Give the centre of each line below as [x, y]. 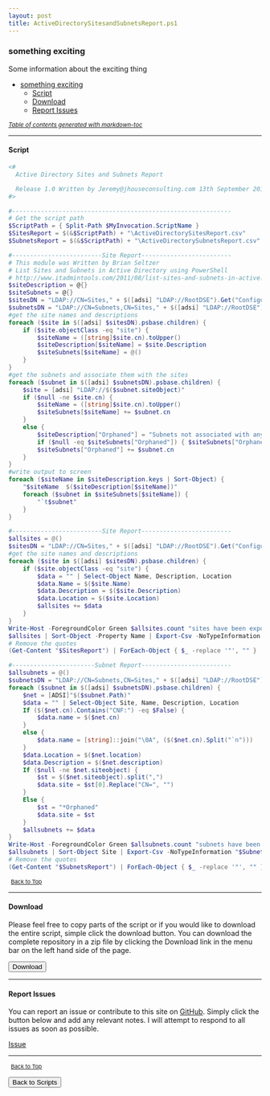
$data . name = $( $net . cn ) [79, 718]
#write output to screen [50, 472]
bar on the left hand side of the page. [70, 950]
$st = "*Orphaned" [68, 807]
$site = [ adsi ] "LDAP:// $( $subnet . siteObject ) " [104, 390]
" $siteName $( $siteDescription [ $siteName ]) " [100, 487]
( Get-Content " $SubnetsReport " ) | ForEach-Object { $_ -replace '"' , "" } [136, 867]
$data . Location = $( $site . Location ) [98, 599]
